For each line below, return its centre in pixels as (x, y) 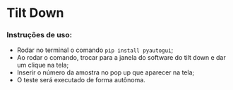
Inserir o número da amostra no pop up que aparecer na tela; (106, 72)
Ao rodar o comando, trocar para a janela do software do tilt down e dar (121, 58)
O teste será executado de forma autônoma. (81, 80)
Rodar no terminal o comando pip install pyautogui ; (95, 50)
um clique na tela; (43, 65)
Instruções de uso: (39, 35)
